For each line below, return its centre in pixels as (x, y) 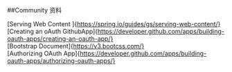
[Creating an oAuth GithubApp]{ (53, 31)
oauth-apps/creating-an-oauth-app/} (60, 39)
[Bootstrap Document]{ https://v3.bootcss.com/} (76, 46)
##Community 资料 (35, 10)
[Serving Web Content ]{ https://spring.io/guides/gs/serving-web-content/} (114, 24)
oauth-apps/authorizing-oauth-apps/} (61, 61)
